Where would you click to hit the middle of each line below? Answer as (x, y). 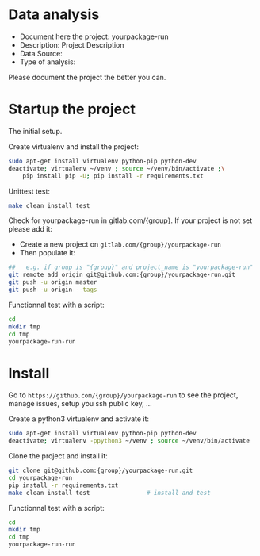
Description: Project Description (72, 44)
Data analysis (54, 15)
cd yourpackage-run (40, 477)
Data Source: (41, 53)
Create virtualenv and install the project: (73, 146)
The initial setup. (35, 131)
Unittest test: (29, 191)
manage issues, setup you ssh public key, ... (80, 404)
